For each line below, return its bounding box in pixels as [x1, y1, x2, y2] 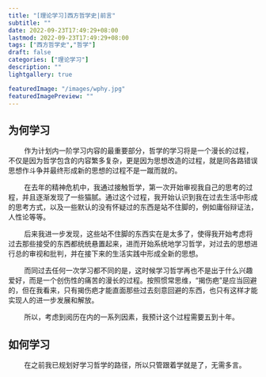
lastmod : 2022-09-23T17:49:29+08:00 [8, 33, 129, 42]
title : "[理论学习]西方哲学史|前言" [8, 11, 116, 20]
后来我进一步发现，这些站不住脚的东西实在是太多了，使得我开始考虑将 [23, 229, 253, 238]
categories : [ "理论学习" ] [8, 56, 89, 64]
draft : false [8, 48, 51, 56]
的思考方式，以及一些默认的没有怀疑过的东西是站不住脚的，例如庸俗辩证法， [8, 203, 258, 212]
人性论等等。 [8, 212, 50, 222]
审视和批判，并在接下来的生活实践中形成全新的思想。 [28, 249, 203, 258]
